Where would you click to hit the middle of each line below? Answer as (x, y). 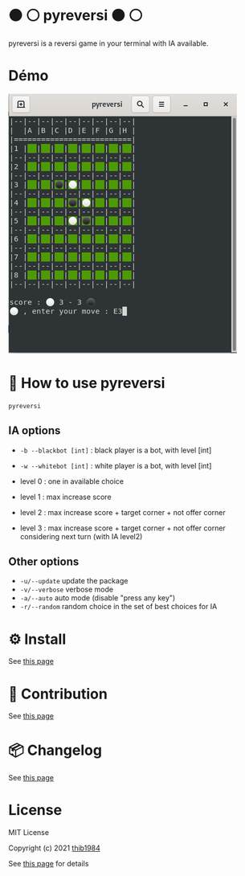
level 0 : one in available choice (72, 481)
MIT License (29, 833)
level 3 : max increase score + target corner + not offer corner (123, 528)
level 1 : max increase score (65, 497)
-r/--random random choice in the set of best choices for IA (118, 607)
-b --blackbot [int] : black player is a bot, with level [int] (116, 450)
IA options (35, 431)
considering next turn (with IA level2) (81, 536)
